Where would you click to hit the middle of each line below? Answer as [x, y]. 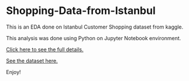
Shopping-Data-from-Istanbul [81, 11]
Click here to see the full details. [45, 49]
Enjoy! [14, 72]
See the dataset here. [32, 61]
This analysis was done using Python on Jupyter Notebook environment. [94, 38]
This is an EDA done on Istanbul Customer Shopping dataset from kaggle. [94, 27]
